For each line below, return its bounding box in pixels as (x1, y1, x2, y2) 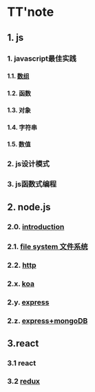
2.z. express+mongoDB (7, 316, 88, 326)
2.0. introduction (7, 222, 65, 231)
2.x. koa (7, 279, 34, 288)
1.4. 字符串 (7, 123, 38, 131)
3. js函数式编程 (7, 179, 57, 189)
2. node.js (7, 201, 51, 213)
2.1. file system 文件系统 (7, 242, 88, 251)
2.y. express (7, 297, 50, 307)
